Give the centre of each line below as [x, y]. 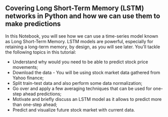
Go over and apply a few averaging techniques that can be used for [82, 88]
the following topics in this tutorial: [41, 52]
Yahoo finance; [28, 78]
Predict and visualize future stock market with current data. [74, 109]
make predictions [33, 24]
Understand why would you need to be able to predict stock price [80, 62]
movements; [25, 67]
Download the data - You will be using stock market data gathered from [86, 72]
